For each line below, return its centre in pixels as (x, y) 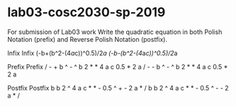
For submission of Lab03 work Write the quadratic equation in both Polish (115, 32)
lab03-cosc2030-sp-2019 (86, 12)
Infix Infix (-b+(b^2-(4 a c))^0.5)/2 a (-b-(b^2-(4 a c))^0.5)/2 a (92, 53)
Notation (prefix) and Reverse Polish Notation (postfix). (88, 39)
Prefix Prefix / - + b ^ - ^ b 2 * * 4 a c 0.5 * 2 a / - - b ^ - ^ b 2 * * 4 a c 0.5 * (118, 66)
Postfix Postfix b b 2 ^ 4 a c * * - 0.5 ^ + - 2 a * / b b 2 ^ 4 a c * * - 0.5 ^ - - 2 (118, 88)
